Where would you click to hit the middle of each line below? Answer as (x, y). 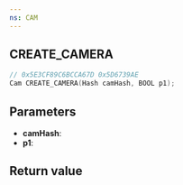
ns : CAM (24, 18)
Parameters (43, 111)
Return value (46, 171)
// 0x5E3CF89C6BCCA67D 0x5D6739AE (74, 75)
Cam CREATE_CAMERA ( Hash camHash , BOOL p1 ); (92, 83)
